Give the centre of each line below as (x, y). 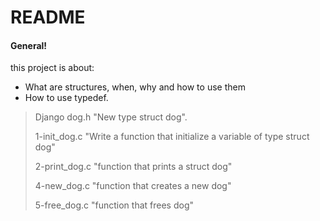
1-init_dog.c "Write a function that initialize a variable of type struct (172, 137)
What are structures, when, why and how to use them (135, 87)
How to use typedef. (66, 98)
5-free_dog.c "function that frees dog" (114, 205)
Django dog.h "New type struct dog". (111, 117)
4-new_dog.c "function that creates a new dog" (133, 186)
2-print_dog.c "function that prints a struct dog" (133, 167)
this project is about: (52, 68)
